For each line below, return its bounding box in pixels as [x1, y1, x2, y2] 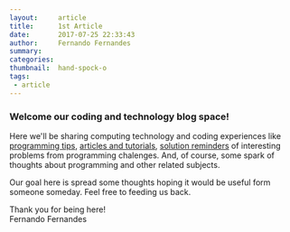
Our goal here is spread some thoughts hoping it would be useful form [9, 177, 271, 188]
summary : [9, 47, 42, 56]
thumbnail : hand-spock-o [9, 64, 107, 73]
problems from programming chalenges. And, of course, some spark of [9, 150, 276, 161]
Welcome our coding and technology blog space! [9, 110, 230, 123]
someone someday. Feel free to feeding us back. [9, 186, 192, 197]
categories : [9, 55, 54, 64]
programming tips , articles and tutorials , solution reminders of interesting [9, 140, 282, 151]
